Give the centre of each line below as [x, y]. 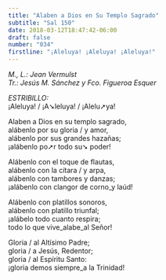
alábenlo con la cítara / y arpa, [57, 170]
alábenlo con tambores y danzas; [62, 179]
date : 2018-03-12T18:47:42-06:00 [63, 30]
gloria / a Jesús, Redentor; [51, 251]
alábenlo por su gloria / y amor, [58, 130]
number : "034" [31, 45]
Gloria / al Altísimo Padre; [49, 242]
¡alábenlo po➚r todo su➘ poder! [60, 147]
